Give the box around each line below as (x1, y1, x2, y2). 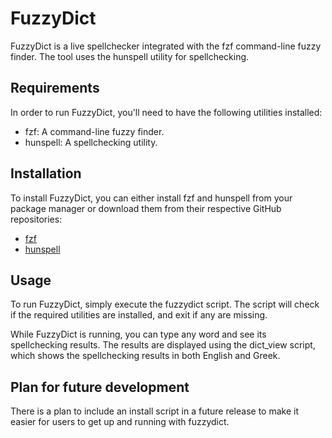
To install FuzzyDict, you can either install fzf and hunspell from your (10, 192, 293, 204)
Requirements (10, 80, 100, 97)
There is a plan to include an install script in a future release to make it (10, 405, 300, 417)
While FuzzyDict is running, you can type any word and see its (10, 328, 267, 341)
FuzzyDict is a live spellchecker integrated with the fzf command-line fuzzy (10, 40, 322, 52)
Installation (10, 165, 82, 182)
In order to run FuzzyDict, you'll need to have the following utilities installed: (10, 106, 323, 118)
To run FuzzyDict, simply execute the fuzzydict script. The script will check (10, 298, 320, 311)
